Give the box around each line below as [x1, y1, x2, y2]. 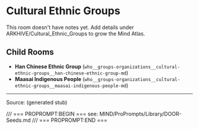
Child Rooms [6, 47, 54, 57]
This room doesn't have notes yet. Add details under [6, 24, 134, 31]
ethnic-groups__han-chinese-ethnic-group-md [14, 70, 127, 76]
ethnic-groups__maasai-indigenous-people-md [14, 83, 127, 89]
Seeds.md [6, 117, 31, 124]
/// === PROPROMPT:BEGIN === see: [6, 110, 98, 117]
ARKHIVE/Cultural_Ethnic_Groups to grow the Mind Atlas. [6, 30, 145, 37]
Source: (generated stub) [6, 99, 68, 106]
